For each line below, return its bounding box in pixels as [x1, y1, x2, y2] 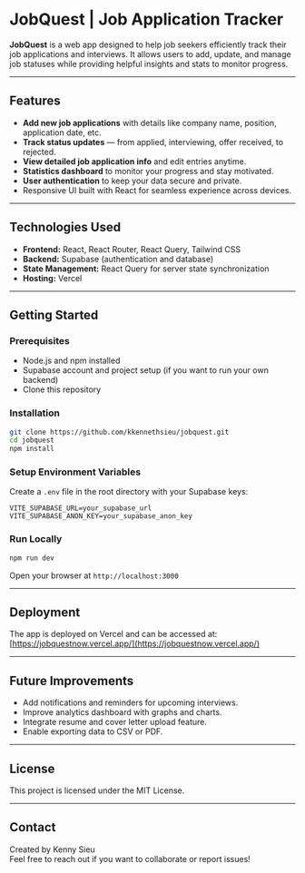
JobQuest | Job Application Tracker [9, 9, 284, 30]
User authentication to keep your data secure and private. [22, 175, 242, 186]
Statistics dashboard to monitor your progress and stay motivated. [22, 165, 274, 176]
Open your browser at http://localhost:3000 [9, 570, 179, 581]
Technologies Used [9, 220, 121, 235]
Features [9, 93, 61, 109]
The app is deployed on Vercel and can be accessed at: [9, 629, 218, 640]
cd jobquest [9, 436, 54, 445]
